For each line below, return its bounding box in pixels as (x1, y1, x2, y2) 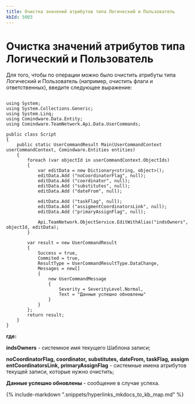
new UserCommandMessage (48, 276, 107, 282)
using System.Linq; (6, 111, 54, 117)
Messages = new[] (37, 266, 81, 272)
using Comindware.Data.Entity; (6, 116, 83, 122)
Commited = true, (37, 255, 81, 261)
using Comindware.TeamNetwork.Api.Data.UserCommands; (6, 121, 141, 127)
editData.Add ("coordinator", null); (37, 178, 131, 184)
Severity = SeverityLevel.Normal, (58, 287, 144, 293)
